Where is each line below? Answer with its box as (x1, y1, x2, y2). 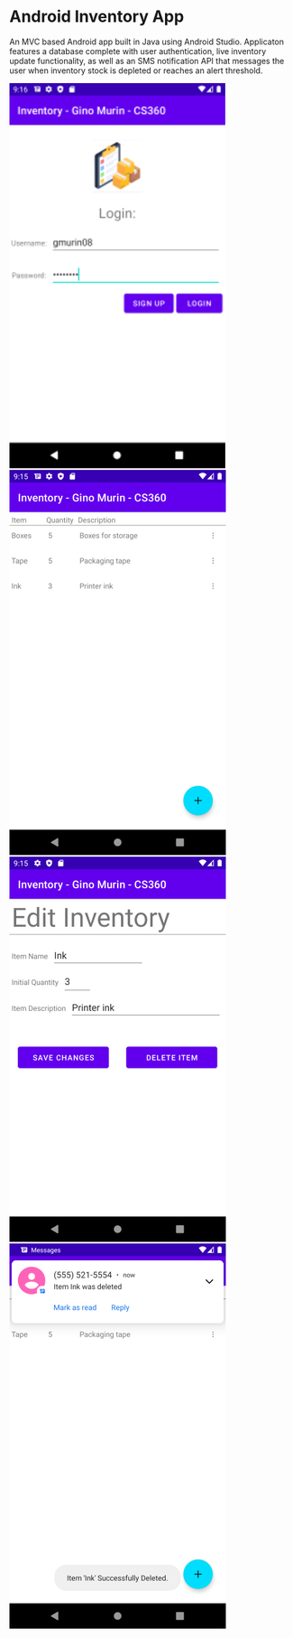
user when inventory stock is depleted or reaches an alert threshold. (9, 65, 263, 76)
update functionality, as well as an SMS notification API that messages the (9, 55, 285, 66)
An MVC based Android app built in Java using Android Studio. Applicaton (9, 36, 285, 47)
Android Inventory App (9, 6, 185, 27)
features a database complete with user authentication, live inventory (9, 45, 267, 56)
